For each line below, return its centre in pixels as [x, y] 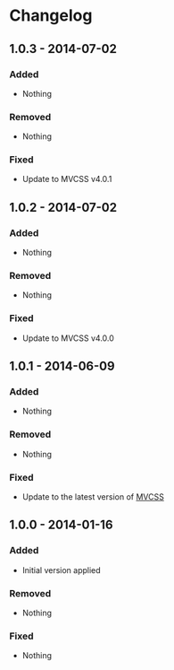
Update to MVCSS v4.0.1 [67, 179]
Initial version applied [61, 570]
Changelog [51, 16]
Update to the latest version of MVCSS [93, 497]
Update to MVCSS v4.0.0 [68, 338]
